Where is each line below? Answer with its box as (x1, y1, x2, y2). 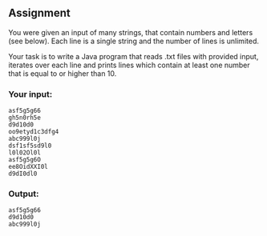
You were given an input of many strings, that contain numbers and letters (8, 27, 253, 37)
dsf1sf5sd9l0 (8, 142, 52, 150)
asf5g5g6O (8, 156, 42, 164)
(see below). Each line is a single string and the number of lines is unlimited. (8, 36, 259, 46)
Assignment (8, 6, 71, 20)
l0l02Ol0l (8, 149, 42, 157)
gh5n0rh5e (8, 114, 42, 122)
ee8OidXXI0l (8, 163, 48, 171)
